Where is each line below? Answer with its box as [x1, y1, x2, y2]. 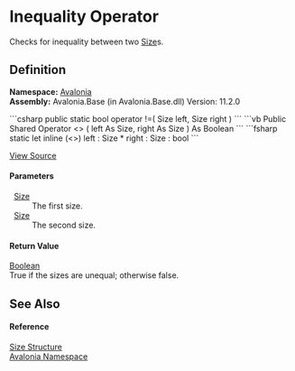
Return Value [9, 240, 60, 251]
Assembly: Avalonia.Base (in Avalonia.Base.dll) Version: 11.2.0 [9, 96, 241, 107]
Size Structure [9, 341, 63, 352]
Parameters [9, 171, 54, 181]
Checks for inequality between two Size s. [9, 36, 164, 47]
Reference [9, 321, 50, 332]
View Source [9, 150, 57, 161]
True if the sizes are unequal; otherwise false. [9, 270, 180, 281]
